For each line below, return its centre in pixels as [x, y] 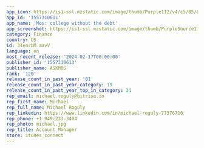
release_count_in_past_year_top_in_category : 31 [69, 91]
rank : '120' [21, 74]
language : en [23, 51]
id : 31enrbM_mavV [28, 46]
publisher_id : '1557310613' [42, 62]
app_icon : [19, 12]
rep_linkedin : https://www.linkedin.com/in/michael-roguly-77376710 [95, 113]
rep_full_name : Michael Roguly [46, 107]
